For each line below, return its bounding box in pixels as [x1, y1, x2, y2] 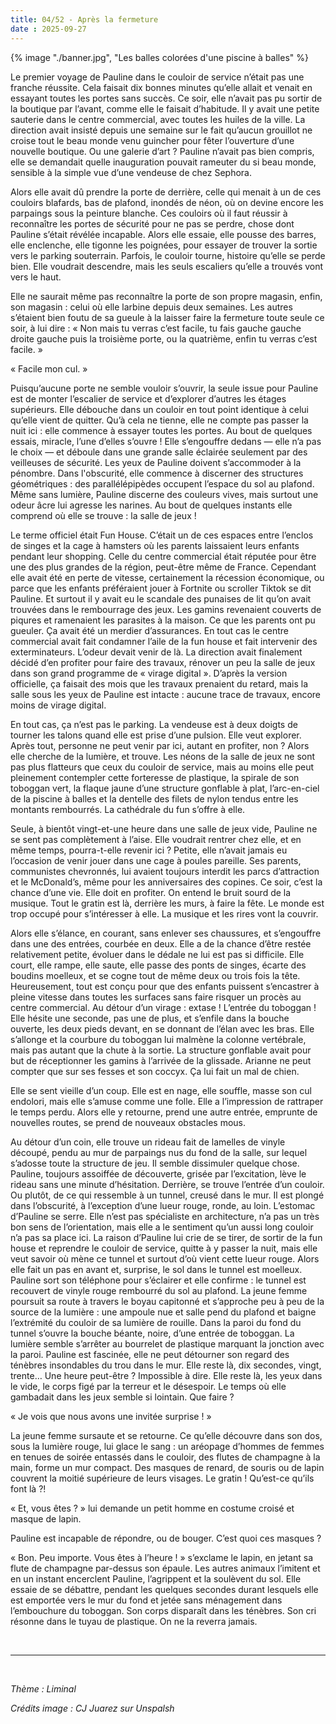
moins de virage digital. [10, 699, 107, 711]
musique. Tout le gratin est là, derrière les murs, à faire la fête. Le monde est [10, 897, 325, 909]
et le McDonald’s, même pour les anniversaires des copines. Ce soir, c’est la [10, 876, 323, 888]
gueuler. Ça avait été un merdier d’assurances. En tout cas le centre [10, 624, 290, 636]
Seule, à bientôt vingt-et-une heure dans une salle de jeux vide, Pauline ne [10, 822, 318, 835]
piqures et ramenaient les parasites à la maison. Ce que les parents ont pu [10, 614, 316, 626]
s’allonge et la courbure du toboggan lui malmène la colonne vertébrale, [10, 1033, 307, 1045]
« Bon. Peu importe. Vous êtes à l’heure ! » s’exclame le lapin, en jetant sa [10, 1551, 313, 1563]
